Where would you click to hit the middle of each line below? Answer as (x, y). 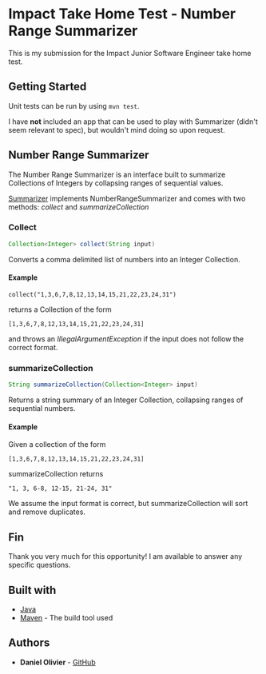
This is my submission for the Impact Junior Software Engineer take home (130, 53)
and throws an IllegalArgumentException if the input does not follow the (126, 339)
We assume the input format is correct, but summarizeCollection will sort (128, 504)
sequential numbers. (42, 409)
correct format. (33, 347)
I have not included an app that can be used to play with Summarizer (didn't (133, 122)
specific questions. (40, 565)
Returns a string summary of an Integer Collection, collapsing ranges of (126, 400)
